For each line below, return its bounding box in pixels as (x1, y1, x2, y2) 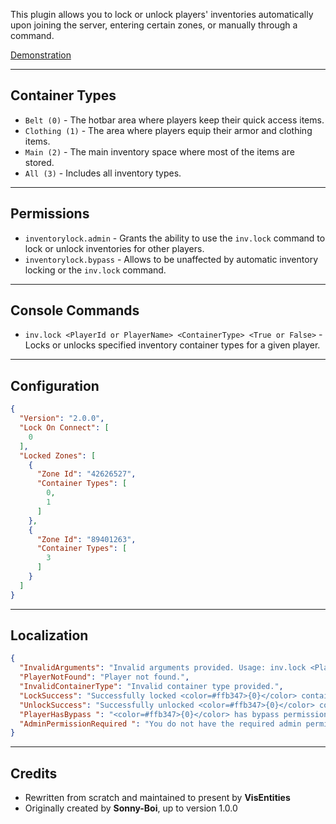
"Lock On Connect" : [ (19, 423, 110, 433)
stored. (24, 156, 55, 168)
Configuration (10, 377, 100, 394)
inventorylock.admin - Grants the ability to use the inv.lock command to (24, 232, 326, 244)
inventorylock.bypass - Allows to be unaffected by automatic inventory (24, 253, 318, 265)
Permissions (10, 205, 90, 223)
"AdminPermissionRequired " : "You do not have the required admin (19, 719, 302, 729)
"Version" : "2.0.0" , (19, 414, 105, 424)
